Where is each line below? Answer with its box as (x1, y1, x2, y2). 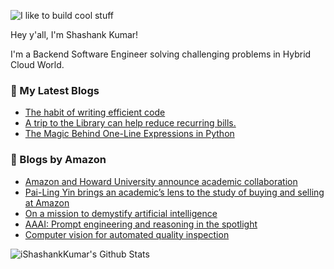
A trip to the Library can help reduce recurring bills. (24, 117, 237, 129)
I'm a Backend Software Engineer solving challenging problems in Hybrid (10, 48, 312, 60)
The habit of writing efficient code (24, 106, 166, 119)
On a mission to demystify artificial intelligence (24, 207, 218, 219)
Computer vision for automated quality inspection (24, 228, 230, 240)
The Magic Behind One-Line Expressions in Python (24, 128, 235, 140)
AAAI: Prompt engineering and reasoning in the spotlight (24, 218, 258, 230)
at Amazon (24, 196, 70, 209)
